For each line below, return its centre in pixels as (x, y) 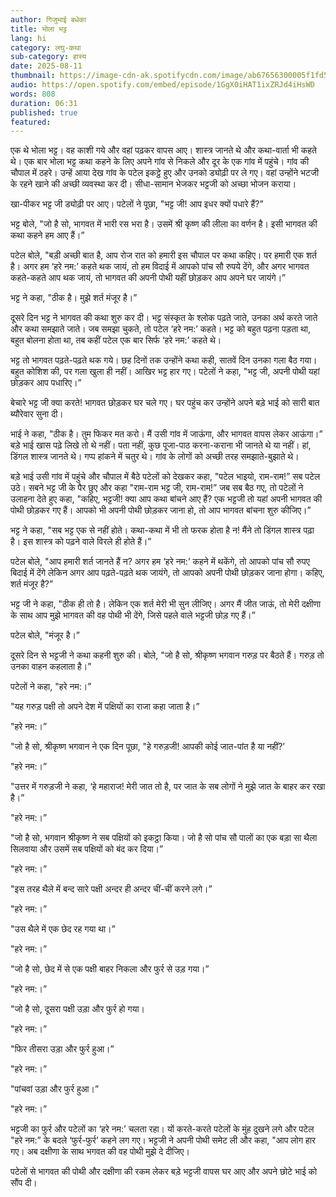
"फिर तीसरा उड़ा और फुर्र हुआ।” (62, 1049)
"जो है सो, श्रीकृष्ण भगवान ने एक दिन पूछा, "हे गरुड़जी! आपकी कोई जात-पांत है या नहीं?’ (148, 747)
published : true (44, 112)
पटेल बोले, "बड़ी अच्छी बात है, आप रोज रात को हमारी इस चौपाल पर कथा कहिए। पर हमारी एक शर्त (163, 255)
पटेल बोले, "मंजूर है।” (45, 635)
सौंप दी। (24, 1183)
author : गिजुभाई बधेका (48, 19)
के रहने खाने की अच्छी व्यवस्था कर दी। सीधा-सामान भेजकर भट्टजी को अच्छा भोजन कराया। (153, 184)
